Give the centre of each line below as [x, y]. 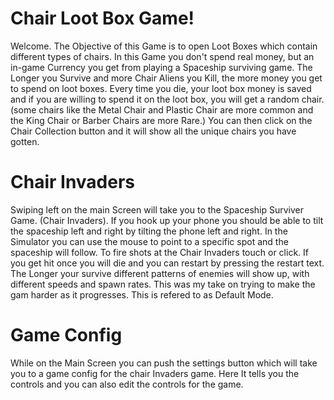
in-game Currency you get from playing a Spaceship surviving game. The [161, 67]
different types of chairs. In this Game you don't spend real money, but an [162, 56]
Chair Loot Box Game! [102, 18]
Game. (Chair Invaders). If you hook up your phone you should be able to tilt [167, 220]
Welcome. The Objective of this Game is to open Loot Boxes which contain [164, 46]
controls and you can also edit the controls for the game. [127, 384]
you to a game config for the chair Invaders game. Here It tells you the [155, 373]
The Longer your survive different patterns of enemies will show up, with [160, 273]
